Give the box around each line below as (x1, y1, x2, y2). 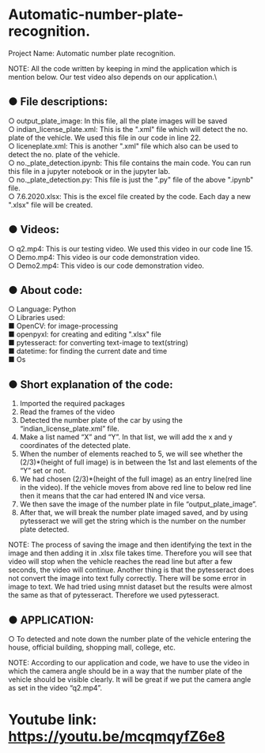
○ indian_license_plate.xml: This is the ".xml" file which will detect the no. (8, 124, 248, 134)
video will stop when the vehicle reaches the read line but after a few (8, 557, 233, 567)
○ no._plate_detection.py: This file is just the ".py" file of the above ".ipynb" (8, 175, 254, 184)
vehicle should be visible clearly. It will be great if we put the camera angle (8, 675, 252, 684)
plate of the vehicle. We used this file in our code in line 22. (8, 133, 202, 142)
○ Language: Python (8, 304, 77, 314)
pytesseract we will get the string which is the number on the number (19, 516, 247, 526)
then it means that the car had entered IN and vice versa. (19, 491, 206, 501)
